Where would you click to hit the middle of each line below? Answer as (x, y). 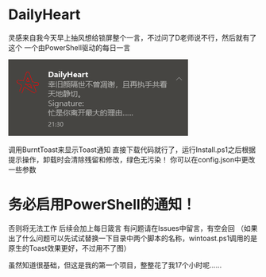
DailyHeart (44, 15)
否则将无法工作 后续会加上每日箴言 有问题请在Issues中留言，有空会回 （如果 (133, 228)
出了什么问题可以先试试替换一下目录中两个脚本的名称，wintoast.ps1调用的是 (133, 238)
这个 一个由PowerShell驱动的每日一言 (69, 47)
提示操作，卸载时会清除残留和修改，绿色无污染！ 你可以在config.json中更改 (132, 159)
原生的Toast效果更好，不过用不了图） (69, 248)
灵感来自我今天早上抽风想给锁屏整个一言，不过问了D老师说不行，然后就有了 (133, 37)
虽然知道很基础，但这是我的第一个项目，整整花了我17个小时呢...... (115, 265)
